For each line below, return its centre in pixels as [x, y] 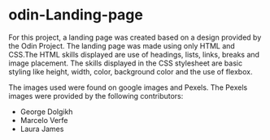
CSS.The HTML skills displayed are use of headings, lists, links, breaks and [134, 54]
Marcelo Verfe [44, 120]
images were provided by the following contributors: [96, 95]
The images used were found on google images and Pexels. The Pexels [128, 87]
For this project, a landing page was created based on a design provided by [135, 37]
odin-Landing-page [76, 15]
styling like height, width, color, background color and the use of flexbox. [131, 71]
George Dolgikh [46, 112]
